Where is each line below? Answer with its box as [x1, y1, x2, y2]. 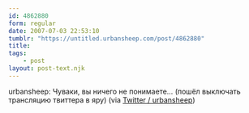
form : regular [8, 19, 57, 27]
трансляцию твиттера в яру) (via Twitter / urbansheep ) [8, 94, 196, 105]
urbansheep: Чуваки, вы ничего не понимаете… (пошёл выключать [8, 86, 241, 96]
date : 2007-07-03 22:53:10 [8, 27, 100, 35]
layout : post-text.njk [8, 65, 85, 73]
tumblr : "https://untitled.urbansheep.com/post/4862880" [8, 34, 205, 43]
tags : [8, 49, 27, 57]
